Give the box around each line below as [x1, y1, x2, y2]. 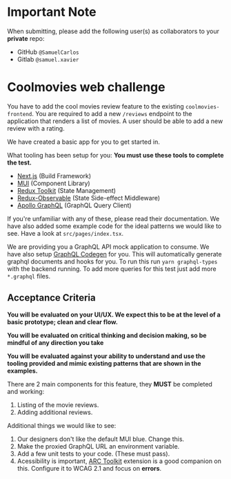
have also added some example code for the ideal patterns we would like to [7, 222, 222, 230]
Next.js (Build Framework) [17, 171, 92, 180]
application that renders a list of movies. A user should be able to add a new [7, 117, 223, 125]
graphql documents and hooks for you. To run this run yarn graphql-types [7, 257, 218, 265]
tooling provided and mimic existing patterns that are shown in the [7, 359, 201, 367]
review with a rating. [7, 124, 65, 132]
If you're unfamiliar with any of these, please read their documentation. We [7, 214, 220, 223]
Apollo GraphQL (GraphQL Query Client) [17, 201, 132, 209]
